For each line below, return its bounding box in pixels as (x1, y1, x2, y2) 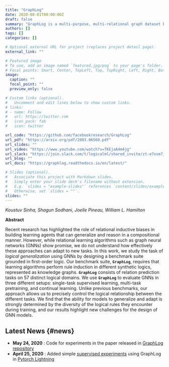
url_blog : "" (5, 156, 33, 161)
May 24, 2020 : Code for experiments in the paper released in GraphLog (12, 340, 163, 346)
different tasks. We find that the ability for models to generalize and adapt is (5, 296, 162, 302)
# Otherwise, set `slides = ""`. (5, 188, 80, 194)
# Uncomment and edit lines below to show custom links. (5, 100, 132, 105)
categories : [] (5, 36, 37, 41)
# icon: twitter (5, 124, 44, 129)
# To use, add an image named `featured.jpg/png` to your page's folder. (5, 63, 163, 68)
